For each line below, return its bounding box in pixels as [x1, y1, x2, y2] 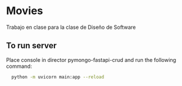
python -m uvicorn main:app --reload [11, 74, 105, 80]
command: [6, 62, 32, 70]
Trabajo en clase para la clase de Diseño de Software [6, 24, 136, 31]
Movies [6, 4, 43, 18]
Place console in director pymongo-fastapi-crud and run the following [6, 56, 176, 63]
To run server [6, 41, 57, 51]
